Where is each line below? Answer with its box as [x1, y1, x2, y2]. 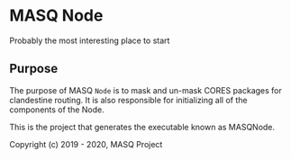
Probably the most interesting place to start [9, 35, 170, 46]
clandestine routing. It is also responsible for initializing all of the [9, 94, 248, 105]
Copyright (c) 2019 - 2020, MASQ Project [9, 138, 163, 149]
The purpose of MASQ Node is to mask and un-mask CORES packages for [9, 84, 282, 95]
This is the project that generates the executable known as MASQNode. [9, 121, 276, 132]
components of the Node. [9, 104, 105, 115]
